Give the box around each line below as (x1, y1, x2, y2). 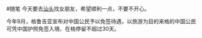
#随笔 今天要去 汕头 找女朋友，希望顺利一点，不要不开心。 (6, 5, 150, 12)
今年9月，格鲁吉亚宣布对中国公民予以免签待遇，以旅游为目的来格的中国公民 (6, 18, 197, 25)
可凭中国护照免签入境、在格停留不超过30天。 (6, 26, 120, 32)
